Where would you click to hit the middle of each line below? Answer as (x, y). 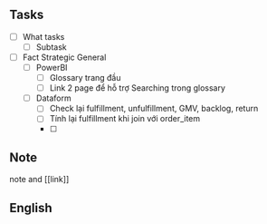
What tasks (43, 36)
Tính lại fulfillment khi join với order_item (125, 119)
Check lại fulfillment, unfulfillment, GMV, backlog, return (154, 109)
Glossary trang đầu (85, 78)
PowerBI (52, 68)
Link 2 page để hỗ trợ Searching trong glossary (138, 88)
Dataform (53, 98)
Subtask (51, 47)
